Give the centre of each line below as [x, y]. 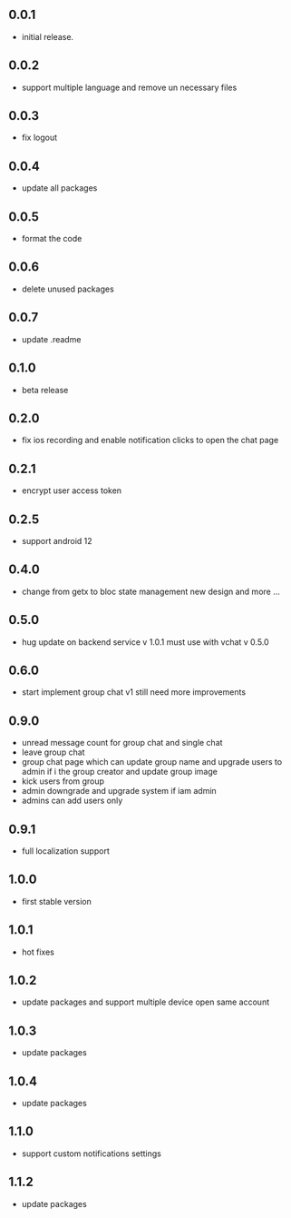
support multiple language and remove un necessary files [129, 87]
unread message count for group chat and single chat [122, 743]
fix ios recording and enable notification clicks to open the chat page [150, 441]
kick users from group [63, 781]
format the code [52, 239]
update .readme [51, 339]
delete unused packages [68, 289]
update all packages [59, 188]
